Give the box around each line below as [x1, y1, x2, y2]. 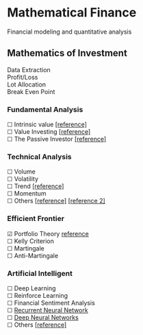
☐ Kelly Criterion [7, 237, 55, 245]
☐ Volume [7, 167, 36, 176]
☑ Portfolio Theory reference [7, 229, 89, 238]
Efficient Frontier [7, 214, 65, 224]
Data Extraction [7, 65, 51, 73]
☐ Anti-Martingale [7, 251, 59, 259]
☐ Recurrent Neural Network [7, 305, 88, 314]
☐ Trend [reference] [7, 182, 64, 190]
